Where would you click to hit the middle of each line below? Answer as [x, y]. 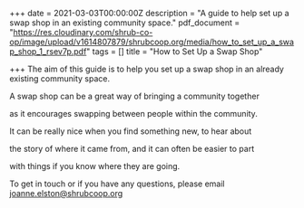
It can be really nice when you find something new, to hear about [131, 131]
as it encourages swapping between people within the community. [134, 113]
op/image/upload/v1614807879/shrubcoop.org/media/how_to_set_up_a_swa [152, 42]
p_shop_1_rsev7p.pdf [48, 52]
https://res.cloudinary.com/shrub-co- [83, 32]
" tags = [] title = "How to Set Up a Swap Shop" [174, 52]
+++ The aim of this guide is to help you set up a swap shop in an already [147, 69]
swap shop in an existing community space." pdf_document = [125, 23]
